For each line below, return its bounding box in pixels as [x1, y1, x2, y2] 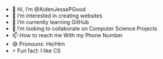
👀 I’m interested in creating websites [11, 12, 103, 19]
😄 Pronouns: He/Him [11, 40, 65, 48]
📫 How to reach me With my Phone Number [11, 32, 123, 39]
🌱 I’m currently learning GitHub [11, 19, 89, 25]
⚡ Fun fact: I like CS [11, 47, 61, 54]
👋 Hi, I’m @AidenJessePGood [11, 6, 86, 13]
